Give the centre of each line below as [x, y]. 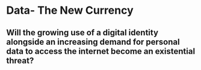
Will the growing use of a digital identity [82, 33]
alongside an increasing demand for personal [93, 42]
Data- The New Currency [70, 10]
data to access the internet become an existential [101, 51]
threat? [20, 60]
